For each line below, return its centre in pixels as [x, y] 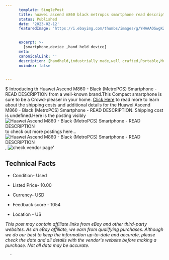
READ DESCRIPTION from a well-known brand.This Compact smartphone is [83, 94]
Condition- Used [30, 175]
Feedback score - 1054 [36, 204]
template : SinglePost [41, 10]
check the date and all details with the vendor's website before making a [81, 240]
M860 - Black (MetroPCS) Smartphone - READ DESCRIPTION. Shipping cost [84, 110]
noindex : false [34, 66]
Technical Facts [31, 163]
